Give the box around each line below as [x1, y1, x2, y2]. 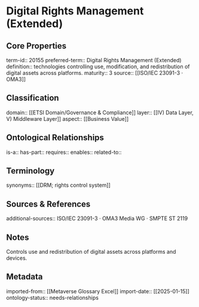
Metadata [6, 272, 43, 282]
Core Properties [6, 41, 67, 51]
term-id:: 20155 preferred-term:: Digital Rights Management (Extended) [6, 57, 182, 63]
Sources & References [6, 199, 91, 209]
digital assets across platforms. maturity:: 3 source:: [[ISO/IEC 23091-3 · [6, 69, 183, 76]
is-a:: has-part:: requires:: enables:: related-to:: [6, 148, 122, 156]
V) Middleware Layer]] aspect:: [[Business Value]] [6, 115, 129, 122]
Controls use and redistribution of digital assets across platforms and [6, 248, 176, 256]
